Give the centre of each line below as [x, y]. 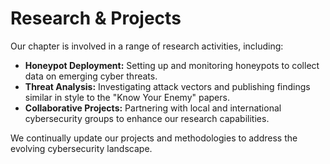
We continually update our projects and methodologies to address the [154, 138]
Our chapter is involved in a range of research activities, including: [147, 46]
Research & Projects [96, 18]
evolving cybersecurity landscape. [81, 148]
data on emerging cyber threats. [91, 76]
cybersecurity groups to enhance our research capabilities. [147, 118]
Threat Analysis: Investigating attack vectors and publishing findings [167, 86]
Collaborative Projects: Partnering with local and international [153, 108]
